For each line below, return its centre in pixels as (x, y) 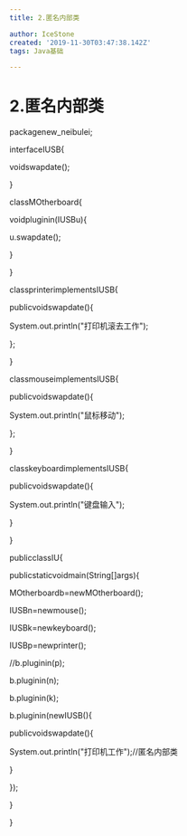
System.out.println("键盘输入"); (67, 505)
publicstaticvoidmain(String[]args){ (75, 575)
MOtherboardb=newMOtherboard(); (76, 593)
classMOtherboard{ (46, 202)
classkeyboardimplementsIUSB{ (69, 469)
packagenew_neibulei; (51, 132)
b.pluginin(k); (34, 698)
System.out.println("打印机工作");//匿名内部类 (93, 752)
